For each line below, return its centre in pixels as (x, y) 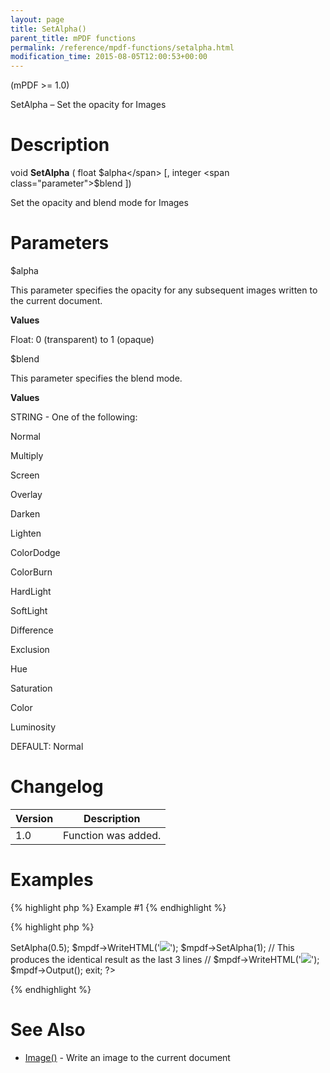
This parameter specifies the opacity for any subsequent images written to (164, 290)
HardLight (31, 591)
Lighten (26, 533)
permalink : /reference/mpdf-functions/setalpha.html (122, 47)
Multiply (27, 455)
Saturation (31, 688)
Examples (52, 880)
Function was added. (112, 835)
